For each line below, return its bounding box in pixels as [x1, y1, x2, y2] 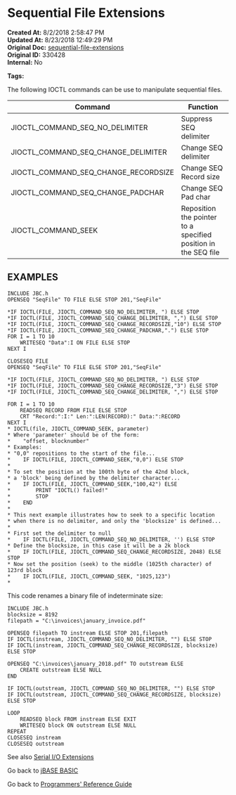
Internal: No [7, 58, 43, 66]
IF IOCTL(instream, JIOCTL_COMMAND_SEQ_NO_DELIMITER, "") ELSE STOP [7, 635, 212, 642]
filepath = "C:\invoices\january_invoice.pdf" [7, 617, 146, 624]
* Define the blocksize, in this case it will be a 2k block [7, 542, 190, 549]
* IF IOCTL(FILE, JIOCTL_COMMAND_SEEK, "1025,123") [7, 573, 171, 580]
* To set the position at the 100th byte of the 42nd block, [7, 468, 190, 475]
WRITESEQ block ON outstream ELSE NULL [20, 722, 137, 729]
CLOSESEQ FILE [7, 357, 49, 365]
